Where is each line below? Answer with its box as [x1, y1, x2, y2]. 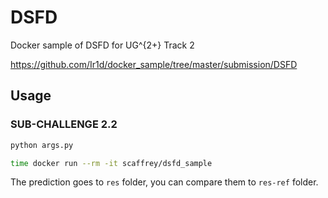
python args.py [10, 140, 74, 150]
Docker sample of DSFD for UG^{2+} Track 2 [10, 39, 195, 51]
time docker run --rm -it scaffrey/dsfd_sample [10, 158, 213, 168]
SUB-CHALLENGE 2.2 [10, 117, 118, 131]
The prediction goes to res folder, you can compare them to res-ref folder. [10, 176, 319, 188]
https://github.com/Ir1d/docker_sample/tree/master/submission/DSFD [10, 58, 298, 70]
